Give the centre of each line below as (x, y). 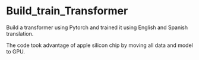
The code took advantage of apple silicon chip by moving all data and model (99, 45)
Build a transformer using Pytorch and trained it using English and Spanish (97, 27)
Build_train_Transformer (67, 11)
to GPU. (16, 51)
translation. (20, 33)
